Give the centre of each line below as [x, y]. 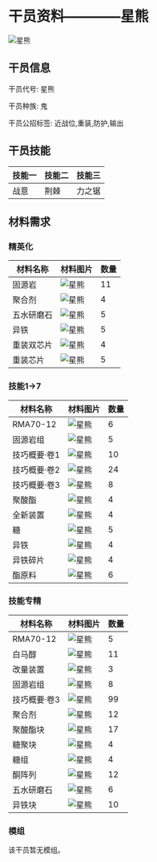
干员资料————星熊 [79, 16]
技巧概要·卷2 [36, 470]
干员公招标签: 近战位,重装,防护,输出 [66, 123]
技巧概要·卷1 [36, 454]
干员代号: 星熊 [31, 88]
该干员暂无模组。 [36, 850]
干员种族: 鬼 [28, 106]
